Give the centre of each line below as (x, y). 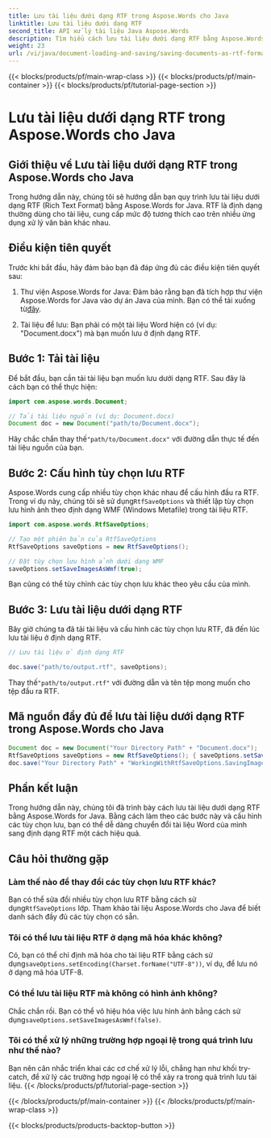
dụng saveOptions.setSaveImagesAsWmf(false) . (85, 1019)
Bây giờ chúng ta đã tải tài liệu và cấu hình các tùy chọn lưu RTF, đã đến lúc (134, 629)
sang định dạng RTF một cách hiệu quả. (75, 833)
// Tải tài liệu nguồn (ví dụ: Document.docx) (92, 416)
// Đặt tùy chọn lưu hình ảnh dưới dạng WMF (86, 561)
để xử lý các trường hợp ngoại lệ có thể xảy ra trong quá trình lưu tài (144, 1077)
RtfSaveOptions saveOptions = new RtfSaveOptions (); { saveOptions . (126, 755)
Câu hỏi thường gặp (58, 859)
